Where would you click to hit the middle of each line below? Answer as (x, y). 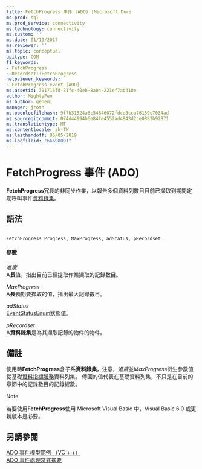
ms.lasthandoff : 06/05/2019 (42, 136)
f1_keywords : (23, 62)
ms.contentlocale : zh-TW (37, 130)
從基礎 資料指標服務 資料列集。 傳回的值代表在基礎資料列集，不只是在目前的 (100, 376)
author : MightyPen (29, 96)
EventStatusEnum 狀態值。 (39, 313)
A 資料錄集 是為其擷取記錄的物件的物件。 (56, 332)
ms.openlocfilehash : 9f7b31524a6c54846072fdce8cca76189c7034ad (88, 113)
